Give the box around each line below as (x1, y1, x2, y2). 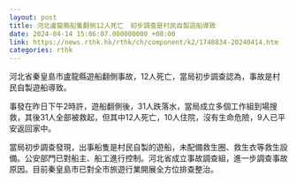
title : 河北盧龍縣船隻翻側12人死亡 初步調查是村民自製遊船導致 (9, 21, 217, 30)
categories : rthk (9, 46, 73, 55)
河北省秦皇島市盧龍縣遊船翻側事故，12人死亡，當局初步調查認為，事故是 (9, 72, 273, 82)
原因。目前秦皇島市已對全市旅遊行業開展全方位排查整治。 (9, 164, 218, 175)
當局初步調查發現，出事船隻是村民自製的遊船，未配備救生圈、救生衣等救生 (9, 142, 280, 153)
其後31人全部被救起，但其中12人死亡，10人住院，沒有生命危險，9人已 (24, 112, 278, 123)
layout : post (9, 12, 57, 22)
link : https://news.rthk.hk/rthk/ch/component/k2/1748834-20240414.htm (9, 37, 278, 47)
